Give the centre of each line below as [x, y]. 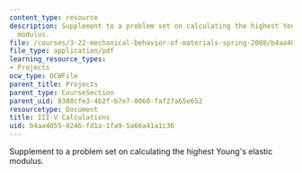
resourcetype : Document [54, 109]
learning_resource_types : [58, 59]
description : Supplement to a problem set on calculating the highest [144, 26]
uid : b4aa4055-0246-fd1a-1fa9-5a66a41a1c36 [92, 126]
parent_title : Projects [54, 84]
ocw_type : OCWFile [44, 76]
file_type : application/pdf [62, 51]
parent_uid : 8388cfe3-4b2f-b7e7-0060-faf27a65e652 [106, 101]
